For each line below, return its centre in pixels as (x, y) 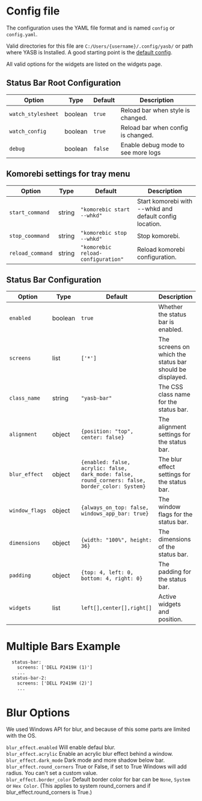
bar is (166, 322)
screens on (174, 347)
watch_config (28, 131)
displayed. (173, 377)
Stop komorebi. (159, 235)
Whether (171, 307)
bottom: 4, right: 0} (112, 579)
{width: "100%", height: (116, 540)
